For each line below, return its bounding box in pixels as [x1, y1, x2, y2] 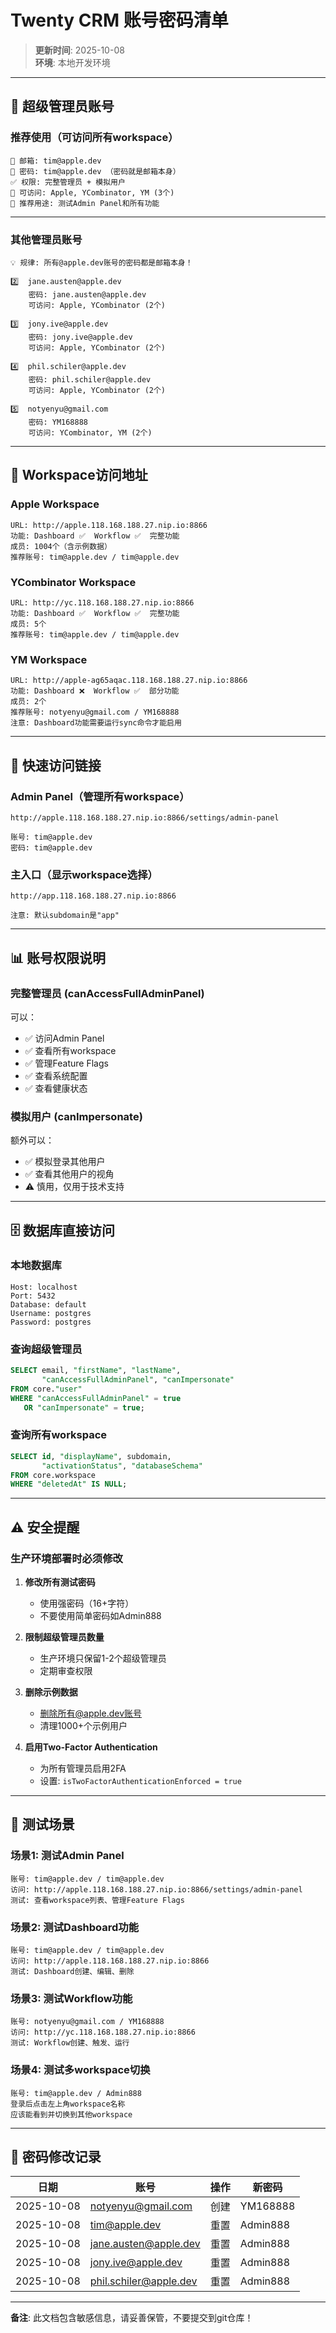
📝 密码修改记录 [10, 2148, 102, 2165]
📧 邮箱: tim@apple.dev [10, 156, 102, 166]
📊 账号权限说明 [10, 949, 107, 966]
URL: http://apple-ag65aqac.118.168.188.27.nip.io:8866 [10, 676, 248, 686]
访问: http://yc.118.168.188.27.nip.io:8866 [10, 2027, 196, 2038]
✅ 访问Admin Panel [24, 1032, 105, 1044]
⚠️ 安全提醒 [10, 1519, 80, 1536]
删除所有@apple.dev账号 [39, 1707, 143, 1720]
